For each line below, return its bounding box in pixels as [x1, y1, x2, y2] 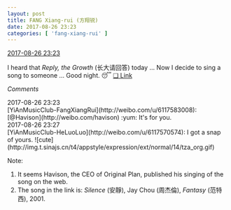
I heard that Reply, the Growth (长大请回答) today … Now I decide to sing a [7, 64, 221, 72]
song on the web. [17, 178, 68, 186]
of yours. [7, 136, 34, 144]
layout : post [7, 10, 45, 17]
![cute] [34, 136, 54, 144]
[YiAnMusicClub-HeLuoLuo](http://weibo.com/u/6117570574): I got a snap [7, 128, 221, 136]
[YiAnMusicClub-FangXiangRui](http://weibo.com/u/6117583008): [7, 106, 197, 114]
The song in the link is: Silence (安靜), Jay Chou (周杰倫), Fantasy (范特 [17, 186, 223, 195]
